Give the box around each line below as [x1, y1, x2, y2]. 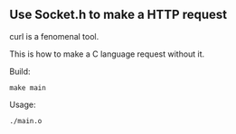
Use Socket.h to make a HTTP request [9, 7, 228, 22]
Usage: [9, 99, 36, 110]
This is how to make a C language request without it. [9, 49, 205, 59]
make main [9, 83, 47, 93]
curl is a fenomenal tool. [9, 31, 99, 41]
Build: [9, 66, 31, 76]
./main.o [9, 116, 42, 125]
